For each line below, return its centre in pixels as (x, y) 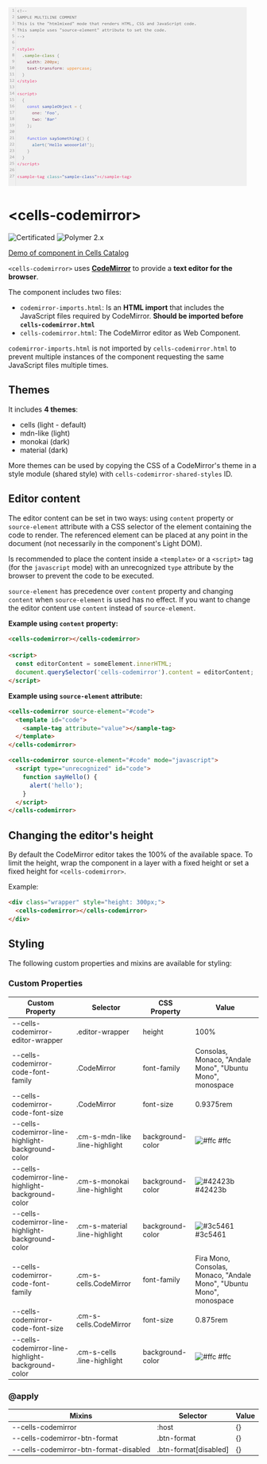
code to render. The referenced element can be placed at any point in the (128, 535)
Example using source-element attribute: (75, 695)
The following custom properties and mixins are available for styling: (120, 963)
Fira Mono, (213, 1258)
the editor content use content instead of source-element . (102, 608)
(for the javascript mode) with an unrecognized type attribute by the (121, 567)
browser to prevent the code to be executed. (81, 575)
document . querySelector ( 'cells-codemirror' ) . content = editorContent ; (135, 672)
